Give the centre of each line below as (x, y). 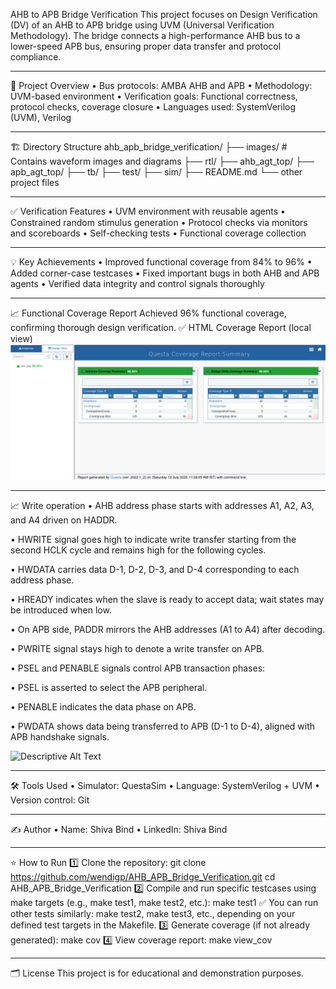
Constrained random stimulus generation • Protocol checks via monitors (159, 222)
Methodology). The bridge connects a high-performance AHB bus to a (155, 35)
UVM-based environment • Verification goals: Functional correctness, (154, 96)
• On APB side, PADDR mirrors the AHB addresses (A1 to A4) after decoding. (168, 629)
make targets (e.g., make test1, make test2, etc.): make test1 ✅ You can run (164, 902)
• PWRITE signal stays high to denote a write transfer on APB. (137, 648)
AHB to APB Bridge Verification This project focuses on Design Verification (164, 14)
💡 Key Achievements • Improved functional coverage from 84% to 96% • (161, 262)
